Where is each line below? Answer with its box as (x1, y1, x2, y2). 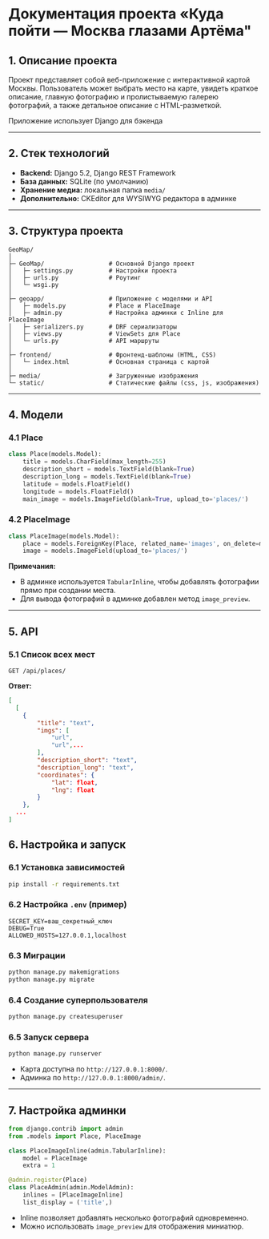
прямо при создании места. (19, 586, 116, 595)
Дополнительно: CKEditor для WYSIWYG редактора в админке (19, 193, 237, 203)
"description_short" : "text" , (37, 757, 138, 765)
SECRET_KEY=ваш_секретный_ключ (8, 917, 113, 926)
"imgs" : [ (37, 726, 70, 734)
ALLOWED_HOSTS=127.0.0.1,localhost (8, 931, 127, 939)
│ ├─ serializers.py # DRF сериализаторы (8, 322, 178, 331)
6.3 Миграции (8, 950, 66, 961)
